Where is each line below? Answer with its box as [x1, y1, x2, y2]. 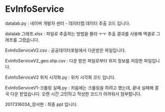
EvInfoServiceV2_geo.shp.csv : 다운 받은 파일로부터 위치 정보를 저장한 [5, 57, 143, 63]
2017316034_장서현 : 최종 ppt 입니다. [5, 101, 78, 107]
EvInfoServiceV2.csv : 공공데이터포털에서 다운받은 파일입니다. [5, 47, 127, 53]
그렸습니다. [18, 37, 40, 43]
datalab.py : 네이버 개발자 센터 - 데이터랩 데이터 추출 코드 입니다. [5, 20, 131, 26]
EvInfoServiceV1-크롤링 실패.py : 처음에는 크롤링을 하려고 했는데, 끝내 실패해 [5, 84, 154, 90]
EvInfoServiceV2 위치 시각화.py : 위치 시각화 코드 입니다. [5, 74, 116, 80]
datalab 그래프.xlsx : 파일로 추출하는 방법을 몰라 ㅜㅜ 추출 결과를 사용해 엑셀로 [5, 30, 155, 36]
